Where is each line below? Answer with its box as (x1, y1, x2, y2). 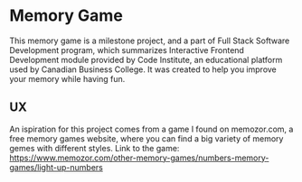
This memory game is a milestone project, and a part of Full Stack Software (9, 35, 290, 46)
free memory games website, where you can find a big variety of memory (9, 132, 284, 144)
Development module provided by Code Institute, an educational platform (9, 54, 283, 65)
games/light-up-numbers (9, 161, 104, 172)
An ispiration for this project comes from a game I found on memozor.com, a (9, 123, 294, 134)
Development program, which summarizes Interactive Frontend (9, 44, 244, 55)
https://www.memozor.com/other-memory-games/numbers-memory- (9, 152, 269, 163)
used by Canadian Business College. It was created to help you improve (9, 64, 278, 75)
